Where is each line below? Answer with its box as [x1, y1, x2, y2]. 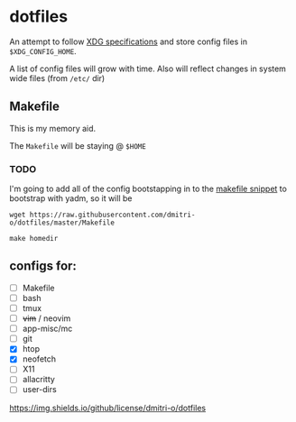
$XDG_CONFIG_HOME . [9, 45, 77, 56]
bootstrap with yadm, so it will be [9, 193, 133, 204]
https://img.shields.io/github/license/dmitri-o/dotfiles [9, 402, 206, 413]
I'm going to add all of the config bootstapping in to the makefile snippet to [9, 183, 287, 195]
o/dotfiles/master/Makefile [9, 218, 116, 227]
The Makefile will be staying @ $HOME [9, 140, 146, 151]
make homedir [9, 234, 59, 243]
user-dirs [22, 384, 57, 395]
